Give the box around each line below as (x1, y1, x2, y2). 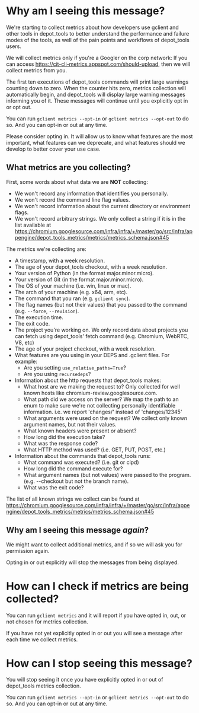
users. (6, 43, 22, 50)
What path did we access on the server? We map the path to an (23, 396, 179, 403)
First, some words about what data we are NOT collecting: (6, 178, 148, 185)
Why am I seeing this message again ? (6, 525, 149, 535)
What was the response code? (23, 440, 98, 447)
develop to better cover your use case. (6, 145, 101, 152)
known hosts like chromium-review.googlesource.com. (23, 389, 158, 396)
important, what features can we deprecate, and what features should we (6, 139, 185, 146)
